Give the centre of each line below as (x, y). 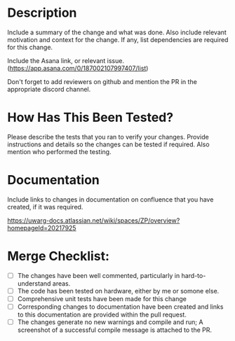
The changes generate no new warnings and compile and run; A (110, 322)
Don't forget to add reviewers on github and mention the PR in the (102, 81)
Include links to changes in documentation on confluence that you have (110, 199)
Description (42, 13)
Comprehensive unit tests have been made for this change (102, 298)
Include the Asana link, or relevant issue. (66, 60)
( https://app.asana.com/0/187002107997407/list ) (78, 68)
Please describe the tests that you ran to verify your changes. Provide (108, 137)
